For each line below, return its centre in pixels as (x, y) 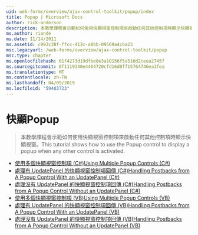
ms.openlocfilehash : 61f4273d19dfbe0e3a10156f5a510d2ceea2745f (85, 61)
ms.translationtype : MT (35, 72)
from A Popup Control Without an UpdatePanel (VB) (77, 226)
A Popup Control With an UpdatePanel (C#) (67, 177)
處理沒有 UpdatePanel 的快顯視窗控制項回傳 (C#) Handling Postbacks (98, 184)
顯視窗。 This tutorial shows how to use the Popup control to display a (105, 144)
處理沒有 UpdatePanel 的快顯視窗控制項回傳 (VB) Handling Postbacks (98, 218)
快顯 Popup (33, 120)
